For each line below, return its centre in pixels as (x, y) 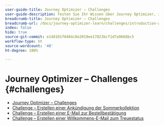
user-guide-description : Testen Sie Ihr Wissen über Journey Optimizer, (81, 14)
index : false (18, 28)
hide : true (16, 32)
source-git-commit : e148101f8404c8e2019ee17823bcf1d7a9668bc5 (70, 37)
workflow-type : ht (24, 42)
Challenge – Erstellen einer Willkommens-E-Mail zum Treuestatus (78, 118)
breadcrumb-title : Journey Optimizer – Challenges (58, 19)
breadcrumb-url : (21, 23)
